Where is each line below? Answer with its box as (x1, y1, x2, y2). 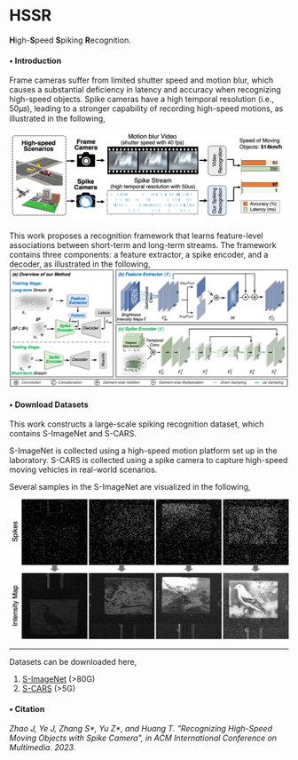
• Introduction (9, 55, 62, 66)
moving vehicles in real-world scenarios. (9, 464, 158, 476)
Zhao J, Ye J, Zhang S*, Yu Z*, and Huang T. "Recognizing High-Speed (9, 724, 273, 734)
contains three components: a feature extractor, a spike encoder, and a (9, 250, 269, 260)
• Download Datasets (9, 399, 89, 410)
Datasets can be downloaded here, (9, 656, 137, 667)
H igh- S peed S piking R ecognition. (9, 35, 131, 45)
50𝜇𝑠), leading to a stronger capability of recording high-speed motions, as (9, 103, 284, 114)
